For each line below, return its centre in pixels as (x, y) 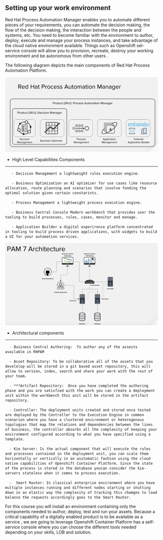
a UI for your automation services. (42, 237)
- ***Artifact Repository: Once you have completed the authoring (79, 386)
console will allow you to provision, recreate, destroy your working (87, 50)
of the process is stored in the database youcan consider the (70, 468)
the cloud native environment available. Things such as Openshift (70, 45)
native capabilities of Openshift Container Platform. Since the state (79, 464)
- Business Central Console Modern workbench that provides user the (83, 213)
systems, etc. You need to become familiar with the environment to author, (79, 35)
